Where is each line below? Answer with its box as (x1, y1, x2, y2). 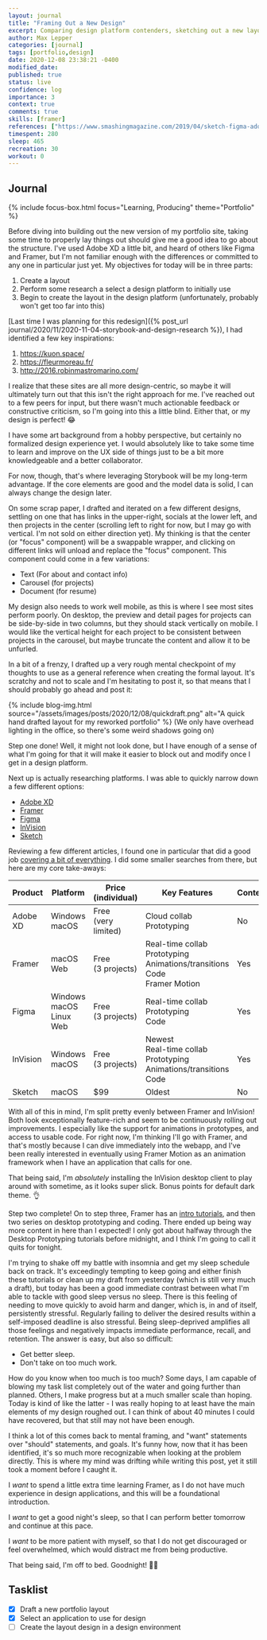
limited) (93, 926, 122, 937)
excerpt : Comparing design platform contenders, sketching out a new (8, 26, 244, 34)
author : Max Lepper (8, 33, 73, 42)
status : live (8, 78, 52, 86)
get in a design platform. (8, 758, 88, 768)
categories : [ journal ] (8, 41, 83, 49)
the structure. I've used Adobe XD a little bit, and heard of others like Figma (8, 243, 255, 253)
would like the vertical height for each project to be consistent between (8, 628, 242, 637)
